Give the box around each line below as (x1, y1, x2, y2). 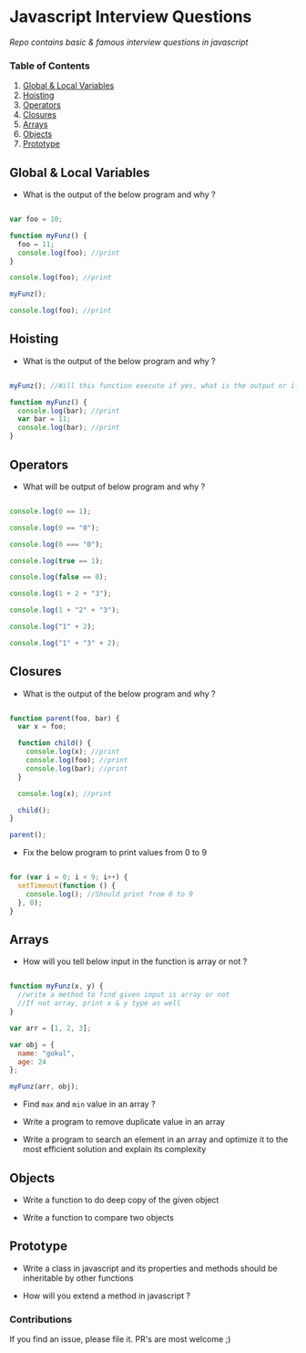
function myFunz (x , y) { (9, 981, 104, 991)
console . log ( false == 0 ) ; (9, 572, 107, 582)
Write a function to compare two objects (22, 1211, 175, 1222)
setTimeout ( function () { (17, 881, 117, 891)
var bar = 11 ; (17, 414, 71, 424)
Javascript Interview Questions (9, 6, 252, 27)
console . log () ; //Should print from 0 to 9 (25, 889, 194, 898)
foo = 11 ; (17, 239, 55, 248)
